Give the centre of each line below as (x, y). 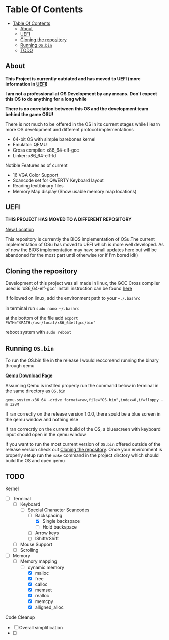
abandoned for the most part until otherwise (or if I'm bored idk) (72, 255)
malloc (42, 573)
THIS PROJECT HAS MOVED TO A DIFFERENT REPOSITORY (68, 219)
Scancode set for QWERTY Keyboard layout (58, 180)
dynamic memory (46, 567)
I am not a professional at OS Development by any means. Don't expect (81, 93)
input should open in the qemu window (46, 435)
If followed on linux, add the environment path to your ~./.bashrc (73, 298)
